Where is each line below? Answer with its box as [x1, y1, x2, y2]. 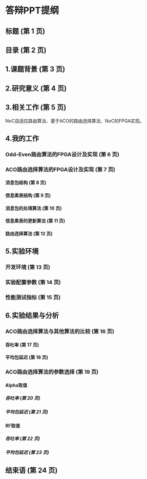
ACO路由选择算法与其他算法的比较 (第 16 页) [5, 328, 114, 335]
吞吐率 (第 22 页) [5, 435, 40, 441]
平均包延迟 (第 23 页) [5, 449, 50, 455]
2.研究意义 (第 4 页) [5, 84, 67, 93]
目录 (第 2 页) [5, 46, 47, 54]
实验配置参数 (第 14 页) [5, 279, 61, 286]
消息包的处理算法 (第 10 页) [5, 205, 62, 211]
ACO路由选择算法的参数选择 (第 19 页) [5, 369, 99, 376]
